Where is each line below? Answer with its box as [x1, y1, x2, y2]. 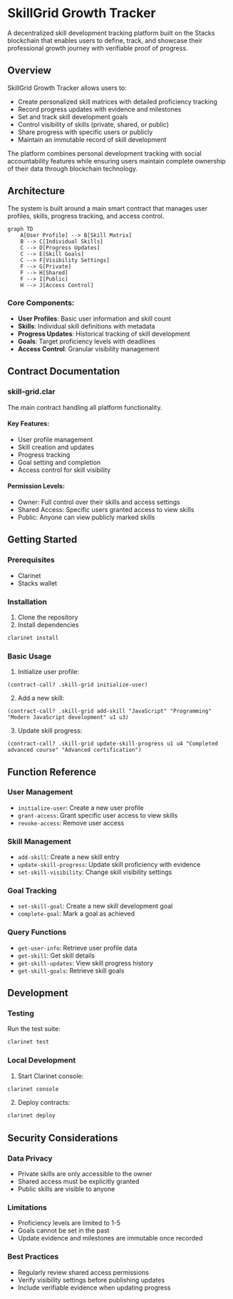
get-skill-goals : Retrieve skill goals [17, 966, 125, 975]
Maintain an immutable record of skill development [17, 135, 167, 144]
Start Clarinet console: [17, 1071, 84, 1080]
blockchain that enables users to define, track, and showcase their [7, 36, 203, 44]
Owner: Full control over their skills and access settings [17, 498, 180, 506]
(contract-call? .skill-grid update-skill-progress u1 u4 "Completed [7, 741, 219, 748]
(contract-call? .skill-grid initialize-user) [7, 681, 148, 688]
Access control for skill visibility [17, 466, 111, 474]
